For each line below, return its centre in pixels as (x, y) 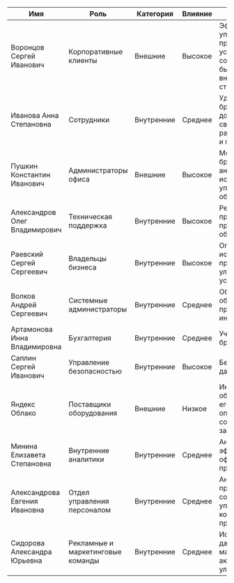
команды (84, 560)
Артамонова (32, 329)
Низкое (195, 409)
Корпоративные (96, 52)
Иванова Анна (35, 116)
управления (89, 501)
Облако (23, 413)
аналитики (86, 459)
